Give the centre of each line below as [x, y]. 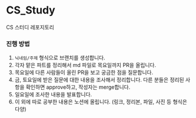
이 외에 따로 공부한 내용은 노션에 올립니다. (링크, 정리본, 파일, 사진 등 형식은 [101, 102]
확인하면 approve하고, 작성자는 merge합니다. [78, 87]
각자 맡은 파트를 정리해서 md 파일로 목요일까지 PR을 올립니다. [85, 65]
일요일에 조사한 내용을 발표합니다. [53, 95]
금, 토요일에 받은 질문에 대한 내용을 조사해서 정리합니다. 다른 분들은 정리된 [99, 80]
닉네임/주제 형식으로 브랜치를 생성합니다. [60, 58]
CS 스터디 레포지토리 [30, 27]
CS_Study [31, 10]
